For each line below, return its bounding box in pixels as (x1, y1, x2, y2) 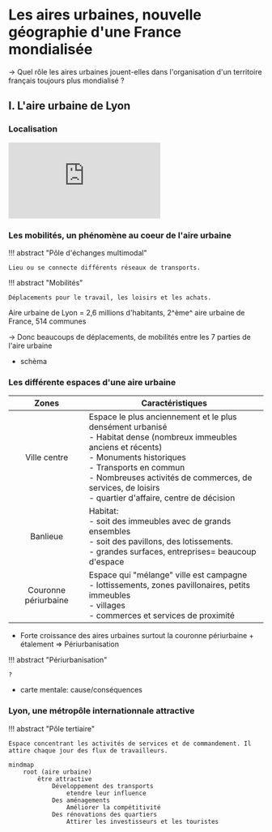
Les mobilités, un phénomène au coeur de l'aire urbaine (8, 229, 232, 241)
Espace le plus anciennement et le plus (88, 411, 237, 422)
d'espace (88, 556, 125, 568)
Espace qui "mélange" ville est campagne (88, 569, 248, 581)
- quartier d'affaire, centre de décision (88, 492, 236, 504)
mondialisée (8, 41, 93, 58)
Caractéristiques (141, 397, 208, 409)
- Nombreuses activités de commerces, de (88, 472, 253, 483)
